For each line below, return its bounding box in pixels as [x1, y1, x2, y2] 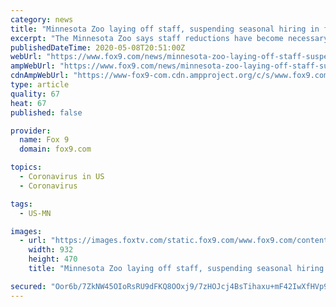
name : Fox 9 [19, 135, 70, 145]
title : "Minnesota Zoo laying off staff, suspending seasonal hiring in [10, 24, 320, 34]
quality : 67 [10, 89, 60, 99]
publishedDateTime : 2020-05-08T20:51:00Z [10, 42, 186, 53]
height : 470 [28, 254, 78, 265]
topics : [10, 162, 43, 173]
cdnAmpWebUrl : [10, 71, 70, 81]
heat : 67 [10, 98, 47, 108]
